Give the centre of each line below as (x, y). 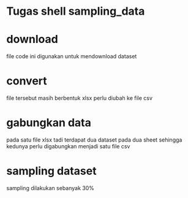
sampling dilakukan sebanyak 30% (51, 188)
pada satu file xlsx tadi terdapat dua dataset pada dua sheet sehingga (94, 140)
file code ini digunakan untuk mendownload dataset (72, 56)
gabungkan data (49, 123)
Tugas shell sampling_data (76, 11)
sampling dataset (51, 171)
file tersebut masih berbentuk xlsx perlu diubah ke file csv (80, 98)
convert (27, 81)
